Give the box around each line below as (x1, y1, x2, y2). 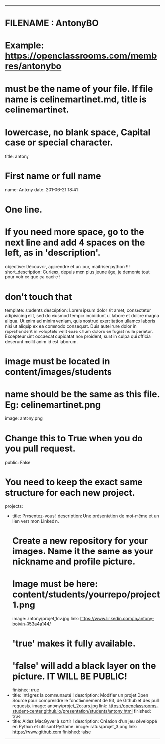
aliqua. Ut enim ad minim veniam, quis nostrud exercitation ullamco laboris (5, 318, 156, 324)
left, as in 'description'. (5, 247, 101, 258)
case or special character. (5, 137, 113, 148)
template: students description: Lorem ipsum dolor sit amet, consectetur (5, 307, 151, 313)
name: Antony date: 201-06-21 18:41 (5, 187, 78, 193)
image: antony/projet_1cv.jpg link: (12, 615, 80, 621)
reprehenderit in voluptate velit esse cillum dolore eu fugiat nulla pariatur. (5, 328, 153, 334)
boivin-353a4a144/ (12, 621, 51, 627)
